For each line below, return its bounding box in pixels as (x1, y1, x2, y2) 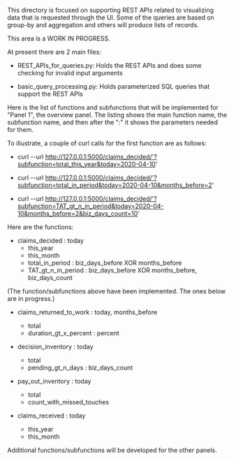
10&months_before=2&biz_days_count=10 (17, 210, 138, 217)
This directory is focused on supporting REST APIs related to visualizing (7, 6, 214, 14)
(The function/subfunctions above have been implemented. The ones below (7, 287, 226, 295)
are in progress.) (7, 295, 55, 302)
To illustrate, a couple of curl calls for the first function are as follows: (7, 139, 207, 147)
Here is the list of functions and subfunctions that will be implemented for (7, 103, 219, 111)
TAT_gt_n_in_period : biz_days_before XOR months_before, (27, 266, 197, 275)
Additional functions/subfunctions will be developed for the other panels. (7, 446, 218, 454)
